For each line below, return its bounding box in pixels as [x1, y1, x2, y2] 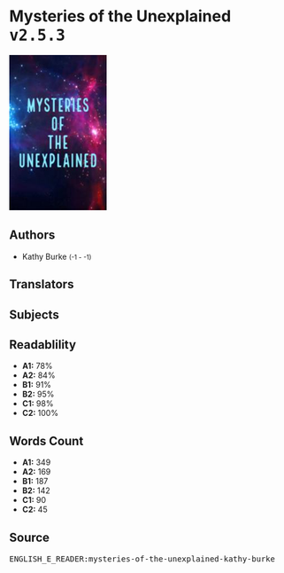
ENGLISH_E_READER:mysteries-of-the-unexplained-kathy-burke [9, 553, 276, 564]
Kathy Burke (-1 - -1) [21, 251, 92, 262]
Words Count [9, 433, 84, 449]
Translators [9, 277, 74, 292]
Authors [9, 228, 56, 243]
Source [9, 530, 50, 545]
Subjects [9, 307, 59, 322]
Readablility [9, 337, 77, 352]
